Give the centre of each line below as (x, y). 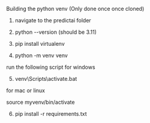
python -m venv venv (41, 55)
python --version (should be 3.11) (56, 32)
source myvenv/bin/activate (40, 102)
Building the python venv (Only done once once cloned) (75, 9)
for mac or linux (26, 90)
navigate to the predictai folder (53, 20)
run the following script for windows (51, 67)
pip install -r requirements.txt (51, 114)
